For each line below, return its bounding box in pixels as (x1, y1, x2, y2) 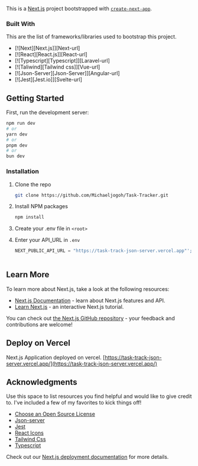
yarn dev (6, 131, 28, 137)
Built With (6, 20, 35, 28)
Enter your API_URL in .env (14, 237, 80, 244)
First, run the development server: (6, 109, 89, 116)
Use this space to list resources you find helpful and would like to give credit (6, 393, 192, 400)
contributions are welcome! (6, 321, 73, 328)
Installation (6, 167, 40, 176)
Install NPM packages (14, 203, 68, 210)
